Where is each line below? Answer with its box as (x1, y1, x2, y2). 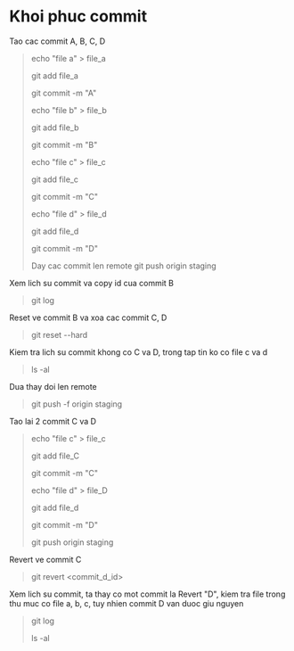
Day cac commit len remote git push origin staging (30, 260, 216, 271)
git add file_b (30, 122, 79, 133)
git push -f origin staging (30, 399, 123, 409)
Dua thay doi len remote (9, 381, 98, 391)
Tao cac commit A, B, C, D (9, 36, 106, 46)
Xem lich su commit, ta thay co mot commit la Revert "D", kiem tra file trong (9, 589, 286, 599)
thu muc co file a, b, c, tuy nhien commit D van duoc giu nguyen (9, 597, 244, 608)
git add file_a (30, 70, 78, 81)
